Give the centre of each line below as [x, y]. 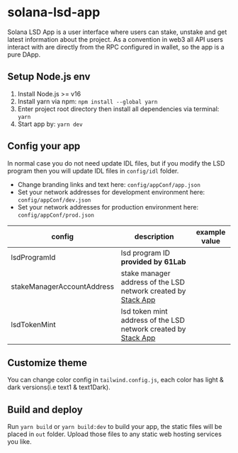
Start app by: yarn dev [50, 124]
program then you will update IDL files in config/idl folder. [93, 171]
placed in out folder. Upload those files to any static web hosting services [114, 434]
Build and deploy [45, 409]
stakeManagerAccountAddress [63, 286]
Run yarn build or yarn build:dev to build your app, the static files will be [115, 427]
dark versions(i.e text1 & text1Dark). [59, 387]
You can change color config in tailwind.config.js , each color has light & [116, 380]
